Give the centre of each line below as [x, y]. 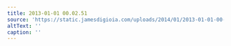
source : [18, 20]
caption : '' [24, 32]
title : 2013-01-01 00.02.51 [47, 13]
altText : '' [24, 26]
